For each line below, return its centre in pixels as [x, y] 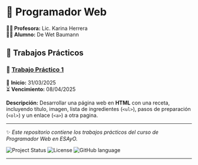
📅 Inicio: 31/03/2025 [31, 82]
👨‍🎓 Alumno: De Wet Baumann [43, 34]
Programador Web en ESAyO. [42, 139]
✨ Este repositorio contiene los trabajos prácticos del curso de [82, 132]
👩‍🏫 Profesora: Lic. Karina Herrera [47, 28]
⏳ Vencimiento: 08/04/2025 [41, 89]
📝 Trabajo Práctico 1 [35, 70]
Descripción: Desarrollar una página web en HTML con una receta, [88, 103]
